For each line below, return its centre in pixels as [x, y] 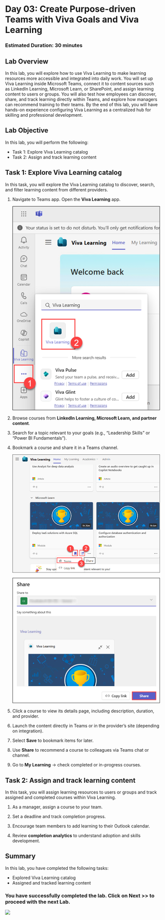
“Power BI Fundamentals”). [40, 438]
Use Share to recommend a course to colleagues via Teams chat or [80, 750]
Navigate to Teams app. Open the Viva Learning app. [66, 199]
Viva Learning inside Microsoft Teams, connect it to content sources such [80, 83]
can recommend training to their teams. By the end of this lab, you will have [82, 104]
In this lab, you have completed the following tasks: [57, 868]
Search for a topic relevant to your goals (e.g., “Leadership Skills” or [81, 433]
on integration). [28, 731]
